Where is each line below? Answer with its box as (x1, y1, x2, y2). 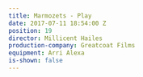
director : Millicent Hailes (8, 34, 103, 43)
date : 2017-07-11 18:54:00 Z (8, 19, 107, 27)
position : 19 (8, 26, 53, 34)
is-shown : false (8, 57, 63, 65)
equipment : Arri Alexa (8, 49, 85, 57)
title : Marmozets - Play (8, 11, 92, 20)
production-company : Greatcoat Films (8, 42, 136, 50)
